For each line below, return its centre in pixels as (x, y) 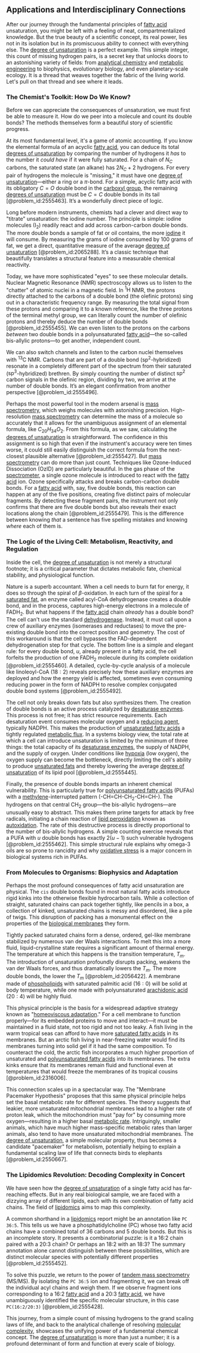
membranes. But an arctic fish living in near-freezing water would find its (96, 1040)
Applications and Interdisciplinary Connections (96, 10)
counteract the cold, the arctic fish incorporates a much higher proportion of (100, 1053)
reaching (17, 1194)
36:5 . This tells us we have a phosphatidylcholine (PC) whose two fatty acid (99, 1225)
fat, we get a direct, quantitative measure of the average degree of (88, 245)
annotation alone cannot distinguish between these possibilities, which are (98, 1250)
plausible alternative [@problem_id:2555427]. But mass (94, 456)
